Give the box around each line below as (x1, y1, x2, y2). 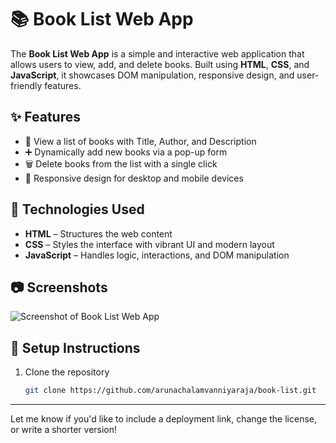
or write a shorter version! (10, 424, 118, 436)
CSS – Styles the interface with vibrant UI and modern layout (24, 238, 275, 250)
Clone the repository (24, 366, 110, 378)
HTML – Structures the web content (24, 227, 173, 240)
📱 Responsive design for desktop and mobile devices (24, 172, 244, 184)
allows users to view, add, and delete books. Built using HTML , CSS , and (10, 58, 310, 70)
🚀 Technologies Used (10, 201, 145, 218)
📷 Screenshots (10, 279, 108, 296)
